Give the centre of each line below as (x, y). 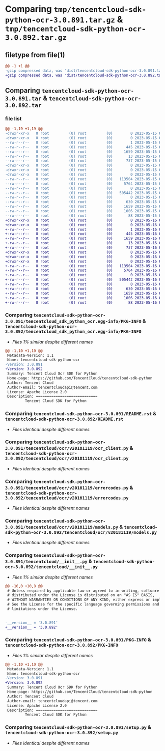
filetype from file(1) (35, 55)
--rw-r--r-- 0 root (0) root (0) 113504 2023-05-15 (81, 179)
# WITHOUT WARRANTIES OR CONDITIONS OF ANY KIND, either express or (79, 600)
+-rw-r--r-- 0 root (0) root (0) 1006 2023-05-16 (81, 298)
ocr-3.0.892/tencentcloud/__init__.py (52, 567)
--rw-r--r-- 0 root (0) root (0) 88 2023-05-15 (81, 216)
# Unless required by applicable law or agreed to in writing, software (83, 591)
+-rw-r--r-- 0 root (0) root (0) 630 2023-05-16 (81, 289)
